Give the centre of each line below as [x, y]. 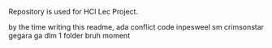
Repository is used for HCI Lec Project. [73, 12]
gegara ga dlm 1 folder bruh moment [69, 36]
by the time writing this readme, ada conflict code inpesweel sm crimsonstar [136, 27]
